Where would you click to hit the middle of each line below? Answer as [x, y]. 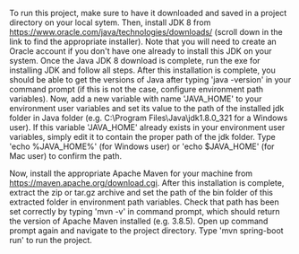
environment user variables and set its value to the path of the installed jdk [147, 108]
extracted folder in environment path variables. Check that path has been [144, 202]
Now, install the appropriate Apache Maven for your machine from [131, 173]
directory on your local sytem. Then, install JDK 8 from [110, 22]
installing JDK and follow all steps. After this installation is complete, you [142, 70]
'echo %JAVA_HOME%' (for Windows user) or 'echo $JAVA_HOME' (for [142, 146]
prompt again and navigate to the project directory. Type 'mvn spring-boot [146, 231]
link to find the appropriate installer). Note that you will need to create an [143, 41]
